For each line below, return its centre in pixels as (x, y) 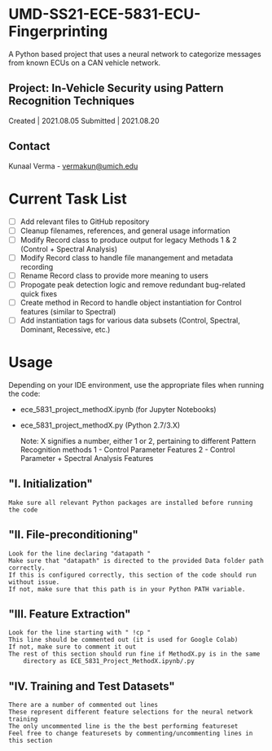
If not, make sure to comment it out (72, 647)
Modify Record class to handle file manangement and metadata (127, 257)
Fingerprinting (58, 31)
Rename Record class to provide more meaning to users (114, 275)
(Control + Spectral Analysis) (69, 248)
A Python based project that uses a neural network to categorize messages (135, 54)
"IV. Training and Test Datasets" (92, 686)
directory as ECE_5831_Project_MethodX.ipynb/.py (109, 661)
